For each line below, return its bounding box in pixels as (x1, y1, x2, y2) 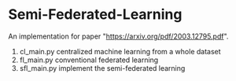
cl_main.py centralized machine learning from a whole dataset (19, 46, 222, 56)
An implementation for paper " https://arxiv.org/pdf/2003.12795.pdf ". (8, 31, 229, 41)
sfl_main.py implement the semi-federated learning (19, 63, 186, 72)
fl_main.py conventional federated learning (19, 55, 159, 64)
